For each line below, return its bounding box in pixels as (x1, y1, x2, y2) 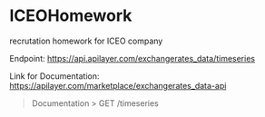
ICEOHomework (9, 5, 132, 26)
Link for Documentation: (9, 70, 100, 82)
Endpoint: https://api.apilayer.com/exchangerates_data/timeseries (9, 53, 256, 63)
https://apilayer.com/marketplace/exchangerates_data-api (9, 80, 227, 91)
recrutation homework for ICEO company (9, 35, 163, 46)
